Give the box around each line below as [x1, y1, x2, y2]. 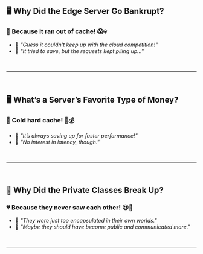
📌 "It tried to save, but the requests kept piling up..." [14, 47, 144, 54]
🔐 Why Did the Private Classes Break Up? [6, 185, 164, 195]
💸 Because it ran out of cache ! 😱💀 [6, 27, 107, 36]
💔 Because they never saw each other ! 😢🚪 [6, 203, 133, 211]
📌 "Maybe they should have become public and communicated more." [14, 223, 190, 230]
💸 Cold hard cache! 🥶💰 [6, 116, 75, 124]
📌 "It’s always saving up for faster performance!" [14, 132, 138, 139]
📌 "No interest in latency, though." [14, 139, 100, 146]
